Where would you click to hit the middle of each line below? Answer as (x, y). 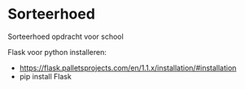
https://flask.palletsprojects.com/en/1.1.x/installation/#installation (128, 68)
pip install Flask (46, 76)
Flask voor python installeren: (57, 52)
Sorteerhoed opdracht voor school (66, 36)
